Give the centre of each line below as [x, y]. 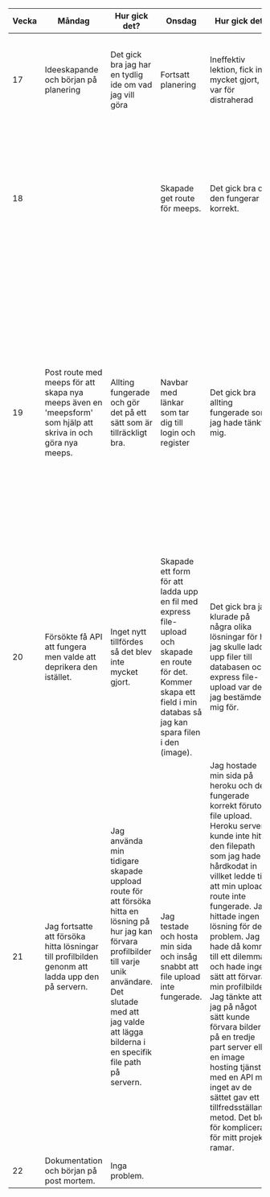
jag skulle [228, 647]
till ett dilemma [237, 956]
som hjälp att [69, 423]
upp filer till [231, 657]
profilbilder [131, 951]
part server [231, 1047]
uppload [126, 881]
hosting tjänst [235, 1067]
